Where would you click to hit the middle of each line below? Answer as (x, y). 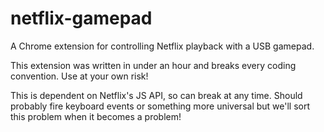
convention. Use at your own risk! (79, 76)
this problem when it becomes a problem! (96, 116)
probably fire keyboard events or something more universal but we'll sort (160, 106)
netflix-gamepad (81, 18)
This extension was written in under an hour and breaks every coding (153, 65)
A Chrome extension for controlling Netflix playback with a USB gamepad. (162, 46)
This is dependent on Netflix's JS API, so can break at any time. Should (156, 95)
